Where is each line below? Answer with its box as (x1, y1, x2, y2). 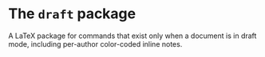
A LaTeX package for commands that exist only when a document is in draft (8, 31, 257, 40)
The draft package (8, 5, 136, 23)
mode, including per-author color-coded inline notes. (8, 39, 183, 48)
